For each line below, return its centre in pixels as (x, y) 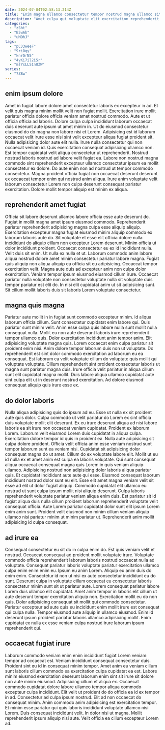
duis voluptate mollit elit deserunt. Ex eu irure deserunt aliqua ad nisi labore (81, 423)
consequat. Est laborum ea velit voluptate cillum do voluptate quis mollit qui (82, 359)
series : (13, 69)
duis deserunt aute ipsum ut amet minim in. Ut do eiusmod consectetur (77, 127)
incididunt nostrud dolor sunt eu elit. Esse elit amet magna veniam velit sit (79, 480)
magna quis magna (35, 305)
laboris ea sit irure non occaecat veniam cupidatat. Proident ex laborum (77, 428)
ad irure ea (22, 538)
